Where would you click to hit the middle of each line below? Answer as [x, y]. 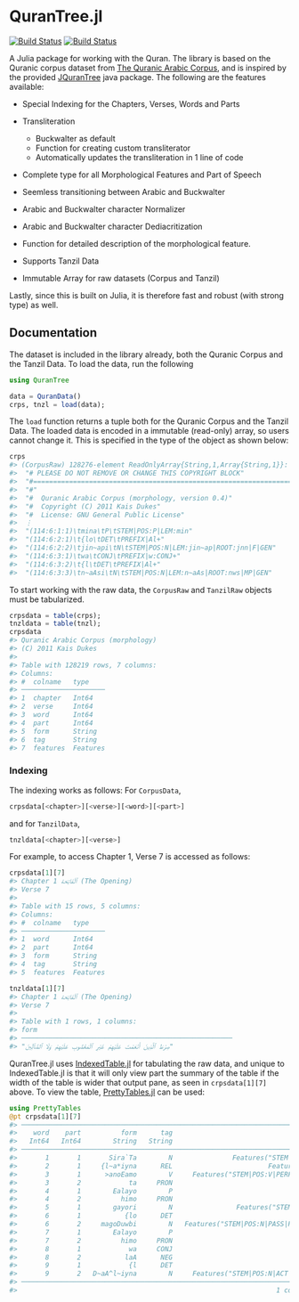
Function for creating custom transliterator [113, 148]
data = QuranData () [45, 396]
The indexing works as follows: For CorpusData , [95, 790]
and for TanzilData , [44, 823]
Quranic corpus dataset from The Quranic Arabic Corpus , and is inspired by [148, 68]
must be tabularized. [47, 599]
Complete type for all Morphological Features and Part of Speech [141, 175]
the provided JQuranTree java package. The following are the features [138, 77]
